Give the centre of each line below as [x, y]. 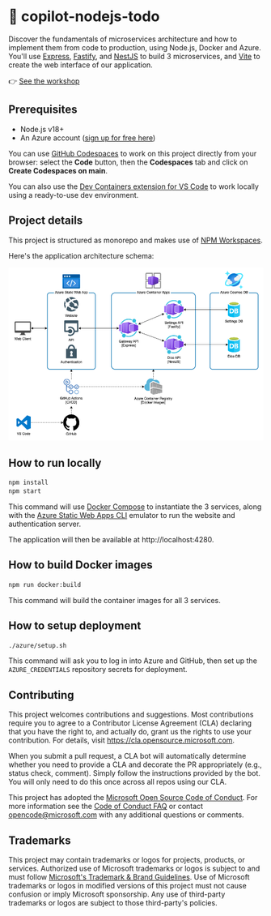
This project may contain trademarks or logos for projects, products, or [127, 860]
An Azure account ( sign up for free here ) [88, 138]
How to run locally [55, 462]
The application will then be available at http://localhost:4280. [111, 540]
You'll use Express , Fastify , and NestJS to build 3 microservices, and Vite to [134, 56]
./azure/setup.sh [38, 645]
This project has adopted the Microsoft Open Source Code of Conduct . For [133, 798]
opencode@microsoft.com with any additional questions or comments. [126, 815]
